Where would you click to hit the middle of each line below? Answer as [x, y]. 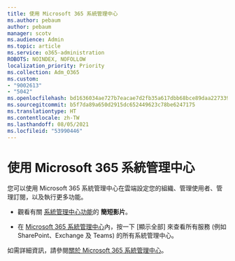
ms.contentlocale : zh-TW [43, 118]
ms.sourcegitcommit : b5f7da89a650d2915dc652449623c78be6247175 [101, 105]
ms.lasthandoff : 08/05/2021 [48, 124]
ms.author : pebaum [34, 20]
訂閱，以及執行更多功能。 [50, 197]
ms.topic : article [34, 46]
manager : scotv [29, 33]
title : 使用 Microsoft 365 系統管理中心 [63, 14]
